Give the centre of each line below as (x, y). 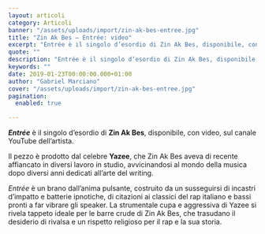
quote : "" (24, 52)
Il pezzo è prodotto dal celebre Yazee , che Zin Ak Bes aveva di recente (123, 156)
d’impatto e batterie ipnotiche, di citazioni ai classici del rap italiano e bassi (130, 197)
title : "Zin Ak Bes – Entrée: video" (70, 37)
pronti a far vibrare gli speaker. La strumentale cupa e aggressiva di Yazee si (132, 205)
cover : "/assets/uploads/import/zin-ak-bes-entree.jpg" (102, 89)
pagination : (28, 96)
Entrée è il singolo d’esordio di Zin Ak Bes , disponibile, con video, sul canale (132, 133)
